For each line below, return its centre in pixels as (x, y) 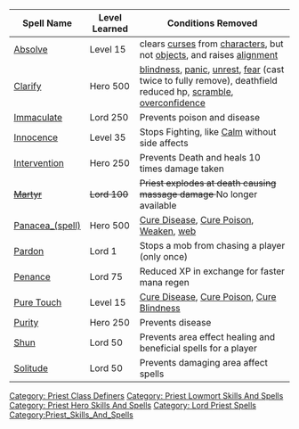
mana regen (164, 282)
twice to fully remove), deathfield (208, 81)
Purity (26, 322)
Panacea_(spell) (48, 225)
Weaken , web (168, 231)
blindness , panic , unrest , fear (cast (212, 69)
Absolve (31, 49)
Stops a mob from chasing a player (212, 246)
